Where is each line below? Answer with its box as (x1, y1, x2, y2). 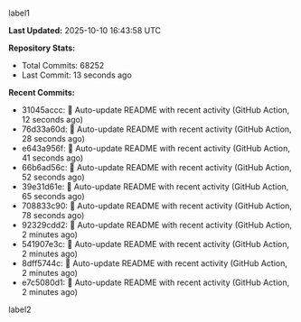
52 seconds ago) (21, 171, 85, 182)
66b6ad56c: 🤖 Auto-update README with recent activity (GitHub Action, (21, 162, 292, 172)
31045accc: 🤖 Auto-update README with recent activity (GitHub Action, (21, 105, 290, 115)
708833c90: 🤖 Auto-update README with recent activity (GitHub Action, (21, 200, 293, 211)
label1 (8, 8, 31, 18)
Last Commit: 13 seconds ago (21, 69, 132, 80)
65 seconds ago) (21, 191, 85, 201)
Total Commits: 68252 (21, 60, 105, 70)
